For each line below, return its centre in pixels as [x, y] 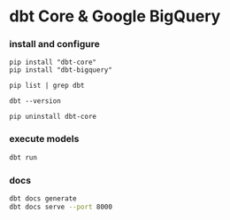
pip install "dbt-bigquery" [61, 70]
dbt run [23, 157]
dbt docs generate [43, 198]
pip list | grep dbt [47, 86]
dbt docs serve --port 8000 [61, 207]
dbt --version [35, 101]
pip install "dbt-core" [53, 63]
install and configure [54, 44]
